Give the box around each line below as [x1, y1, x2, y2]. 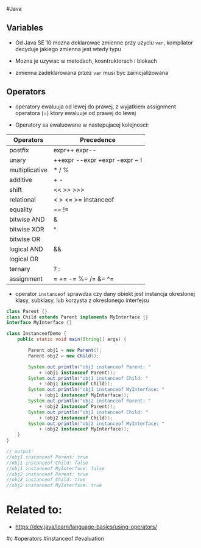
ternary [9, 264, 30, 273]
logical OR [9, 255, 39, 263]
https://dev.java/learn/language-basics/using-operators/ [15, 523, 157, 530]
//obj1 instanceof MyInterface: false [6, 465, 105, 471]
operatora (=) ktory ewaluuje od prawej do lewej [15, 109, 136, 116]
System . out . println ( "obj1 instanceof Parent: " [28, 364, 151, 370]
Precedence [80, 135, 116, 144]
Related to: [6, 503, 63, 517]
